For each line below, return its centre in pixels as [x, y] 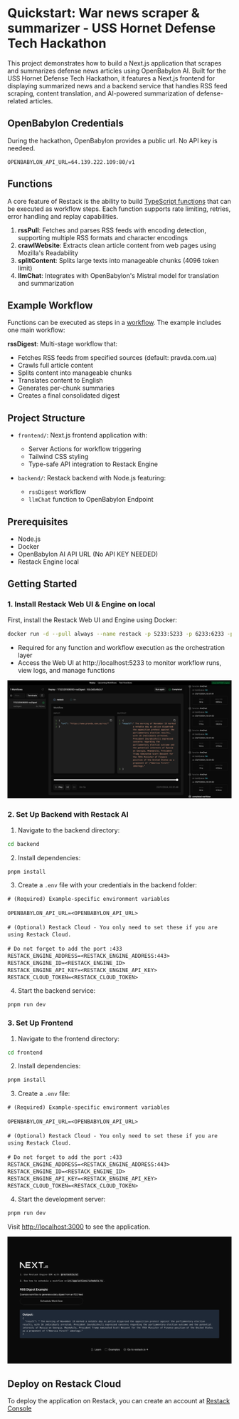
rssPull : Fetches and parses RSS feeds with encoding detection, [112, 230]
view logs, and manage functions [66, 670]
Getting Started [42, 584]
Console [20, 1408]
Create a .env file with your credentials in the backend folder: [107, 885]
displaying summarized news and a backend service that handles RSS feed [117, 86]
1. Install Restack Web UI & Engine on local [81, 604]
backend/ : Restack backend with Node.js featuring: [91, 478]
